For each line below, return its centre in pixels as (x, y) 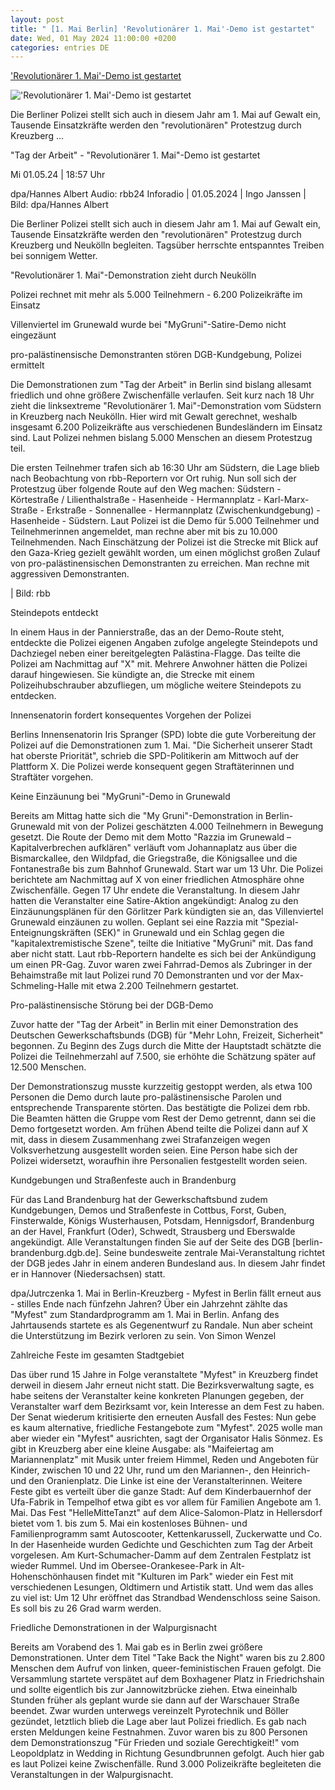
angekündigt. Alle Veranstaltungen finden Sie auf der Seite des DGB (150, 1242)
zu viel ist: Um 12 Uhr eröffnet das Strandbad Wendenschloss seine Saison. (165, 1598)
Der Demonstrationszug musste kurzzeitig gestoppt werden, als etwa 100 (161, 1087)
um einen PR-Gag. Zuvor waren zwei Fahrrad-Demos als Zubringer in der (161, 965)
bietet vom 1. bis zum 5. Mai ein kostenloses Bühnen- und (129, 1523)
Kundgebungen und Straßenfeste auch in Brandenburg (123, 1180)
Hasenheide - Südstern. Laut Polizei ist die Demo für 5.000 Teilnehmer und (165, 521)
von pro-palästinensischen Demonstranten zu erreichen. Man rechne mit (160, 563)
